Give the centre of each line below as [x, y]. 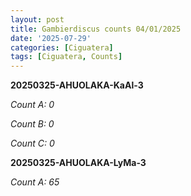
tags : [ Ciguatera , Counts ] [66, 57]
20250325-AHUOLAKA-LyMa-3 [78, 163]
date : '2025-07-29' [51, 38]
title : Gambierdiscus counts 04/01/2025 [96, 29]
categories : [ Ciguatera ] [62, 47]
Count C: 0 [32, 143]
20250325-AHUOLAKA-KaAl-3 [77, 85]
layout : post [37, 19]
